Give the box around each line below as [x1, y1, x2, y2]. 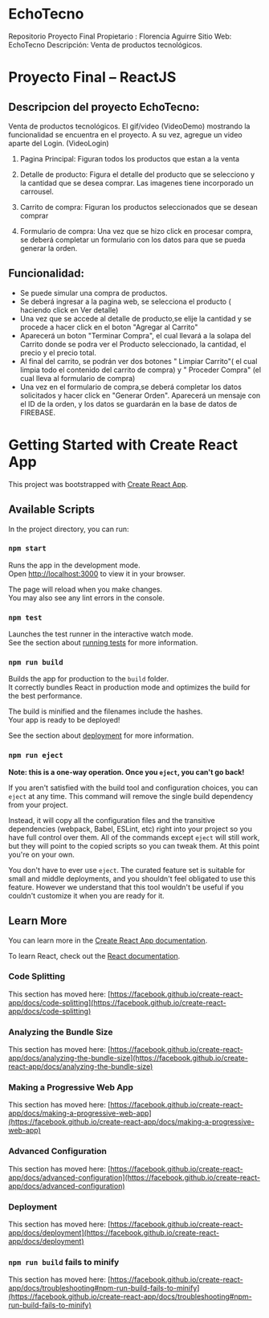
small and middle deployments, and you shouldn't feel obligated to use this [8, 874, 256, 883]
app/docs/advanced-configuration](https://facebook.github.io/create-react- [8, 1173, 261, 1182]
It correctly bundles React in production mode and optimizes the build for [8, 682, 251, 692]
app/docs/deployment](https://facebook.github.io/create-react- [8, 1227, 219, 1238]
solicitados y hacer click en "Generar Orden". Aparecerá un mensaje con [19, 391, 261, 400]
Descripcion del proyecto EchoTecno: [8, 100, 200, 113]
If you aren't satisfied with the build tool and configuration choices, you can [8, 783, 259, 792]
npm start [8, 544, 47, 553]
